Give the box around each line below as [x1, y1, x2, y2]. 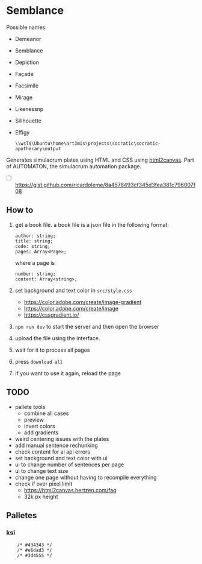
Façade [14, 70, 34, 77]
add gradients [23, 429, 59, 436]
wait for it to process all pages [14, 346, 90, 353]
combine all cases [23, 410, 69, 417]
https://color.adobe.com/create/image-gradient [23, 298, 142, 305]
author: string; [14, 233, 56, 239]
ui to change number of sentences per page [14, 461, 124, 468]
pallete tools [14, 403, 46, 410]
